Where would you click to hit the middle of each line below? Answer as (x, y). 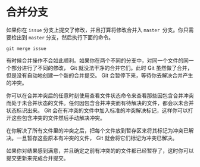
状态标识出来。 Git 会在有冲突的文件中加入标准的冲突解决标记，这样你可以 (97, 110)
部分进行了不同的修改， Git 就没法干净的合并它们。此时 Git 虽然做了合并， (102, 68)
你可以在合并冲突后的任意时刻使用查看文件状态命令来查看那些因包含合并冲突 (100, 95)
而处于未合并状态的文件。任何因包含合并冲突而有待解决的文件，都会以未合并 (100, 103)
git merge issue (26, 48)
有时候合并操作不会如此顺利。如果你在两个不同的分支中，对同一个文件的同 (97, 60)
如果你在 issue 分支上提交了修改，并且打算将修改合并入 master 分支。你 (95, 30)
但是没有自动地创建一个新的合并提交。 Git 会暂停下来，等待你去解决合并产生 (100, 75)
